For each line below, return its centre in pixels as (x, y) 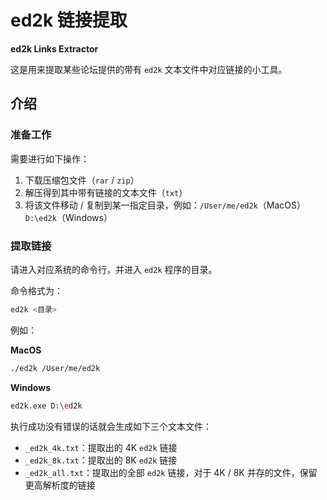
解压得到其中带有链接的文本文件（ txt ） (106, 192)
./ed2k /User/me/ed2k (55, 368)
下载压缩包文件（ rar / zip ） (82, 180)
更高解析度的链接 (60, 485)
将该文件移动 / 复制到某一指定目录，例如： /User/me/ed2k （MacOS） (165, 205)
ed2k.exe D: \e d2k (46, 406)
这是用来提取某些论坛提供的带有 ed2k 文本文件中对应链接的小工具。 (149, 69)
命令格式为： (36, 290)
